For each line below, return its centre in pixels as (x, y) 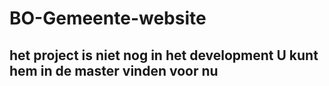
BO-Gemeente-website (108, 18)
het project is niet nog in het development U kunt (164, 55)
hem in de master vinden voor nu (114, 70)
